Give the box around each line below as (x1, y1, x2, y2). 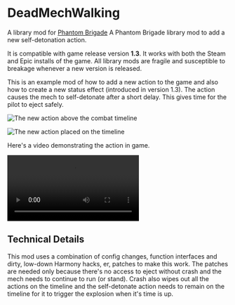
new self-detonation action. (7, 35, 87, 44)
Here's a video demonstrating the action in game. (7, 141, 150, 149)
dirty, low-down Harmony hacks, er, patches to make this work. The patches (7, 259, 229, 268)
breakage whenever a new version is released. (7, 64, 142, 72)
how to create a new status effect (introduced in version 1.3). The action (7, 85, 215, 93)
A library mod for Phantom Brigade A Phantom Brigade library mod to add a (7, 28, 225, 37)
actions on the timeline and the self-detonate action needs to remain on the (7, 282, 225, 290)
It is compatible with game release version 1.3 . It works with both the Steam (7, 49, 226, 58)
